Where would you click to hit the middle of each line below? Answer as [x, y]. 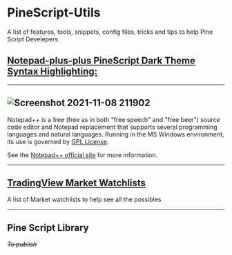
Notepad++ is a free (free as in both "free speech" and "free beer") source [114, 119]
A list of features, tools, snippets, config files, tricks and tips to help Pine [110, 32]
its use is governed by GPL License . [58, 141]
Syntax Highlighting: [52, 71]
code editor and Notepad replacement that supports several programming [112, 127]
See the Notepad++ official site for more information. [83, 155]
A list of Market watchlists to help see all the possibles [84, 200]
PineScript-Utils [54, 13]
